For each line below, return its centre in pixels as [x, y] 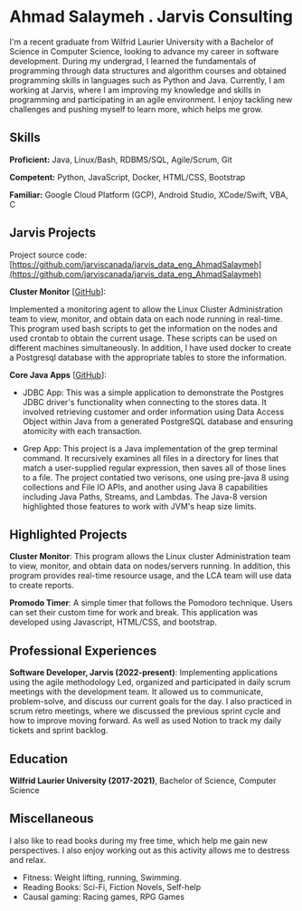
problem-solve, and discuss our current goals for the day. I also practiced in [151, 702]
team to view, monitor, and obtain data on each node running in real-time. [146, 318]
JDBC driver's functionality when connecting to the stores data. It [144, 402]
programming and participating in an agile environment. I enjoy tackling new [151, 99]
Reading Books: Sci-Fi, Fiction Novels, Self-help [112, 887]
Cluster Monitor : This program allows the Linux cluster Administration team [150, 557]
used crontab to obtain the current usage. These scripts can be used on [143, 338]
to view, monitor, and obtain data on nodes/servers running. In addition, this [150, 566]
